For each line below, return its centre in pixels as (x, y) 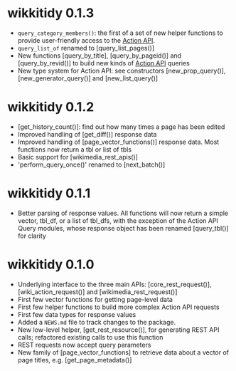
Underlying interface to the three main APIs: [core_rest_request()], (114, 284)
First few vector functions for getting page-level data (95, 299)
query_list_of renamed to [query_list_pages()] (86, 48)
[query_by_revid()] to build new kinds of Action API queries (103, 63)
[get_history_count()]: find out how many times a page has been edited (121, 127)
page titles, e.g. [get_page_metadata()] (75, 360)
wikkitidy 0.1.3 (51, 13)
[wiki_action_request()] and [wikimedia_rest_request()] (97, 292)
